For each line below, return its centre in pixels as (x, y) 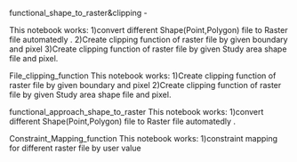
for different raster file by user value (75, 148)
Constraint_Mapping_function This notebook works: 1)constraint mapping (144, 138)
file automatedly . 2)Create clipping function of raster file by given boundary (148, 40)
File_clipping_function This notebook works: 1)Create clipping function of (143, 76)
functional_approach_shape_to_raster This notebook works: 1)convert (136, 112)
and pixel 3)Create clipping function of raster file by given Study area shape (148, 49)
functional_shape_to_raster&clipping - (79, 13)
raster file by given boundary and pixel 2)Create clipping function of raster (145, 85)
